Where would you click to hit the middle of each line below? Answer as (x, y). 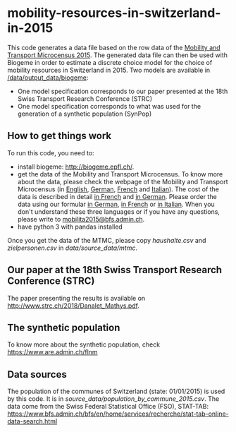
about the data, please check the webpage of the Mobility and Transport (123, 181)
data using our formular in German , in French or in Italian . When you (116, 204)
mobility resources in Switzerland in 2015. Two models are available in (109, 70)
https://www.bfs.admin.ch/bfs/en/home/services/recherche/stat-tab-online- (118, 414)
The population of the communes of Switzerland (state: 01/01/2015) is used (116, 391)
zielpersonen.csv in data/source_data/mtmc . (73, 248)
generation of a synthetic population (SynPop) (85, 114)
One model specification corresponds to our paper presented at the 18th (123, 91)
